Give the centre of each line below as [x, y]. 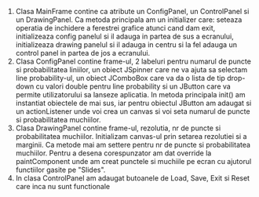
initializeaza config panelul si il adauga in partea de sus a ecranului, [124, 36]
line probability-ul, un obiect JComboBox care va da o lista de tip [120, 78]
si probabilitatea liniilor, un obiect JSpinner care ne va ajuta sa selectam [131, 69]
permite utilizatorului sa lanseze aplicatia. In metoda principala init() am [130, 95]
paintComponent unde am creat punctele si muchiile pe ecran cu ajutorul [133, 161]
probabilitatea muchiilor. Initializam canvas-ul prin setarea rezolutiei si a [131, 136]
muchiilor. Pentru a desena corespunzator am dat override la [113, 153]
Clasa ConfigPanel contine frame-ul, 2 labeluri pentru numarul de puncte [133, 61]
